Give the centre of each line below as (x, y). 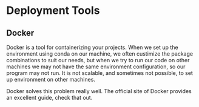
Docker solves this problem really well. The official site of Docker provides (99, 91)
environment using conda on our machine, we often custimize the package (99, 54)
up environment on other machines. (51, 79)
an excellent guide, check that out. (49, 98)
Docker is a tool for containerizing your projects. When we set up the (92, 47)
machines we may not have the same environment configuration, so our (96, 66)
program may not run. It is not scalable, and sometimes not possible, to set (99, 73)
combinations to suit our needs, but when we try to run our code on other (98, 60)
